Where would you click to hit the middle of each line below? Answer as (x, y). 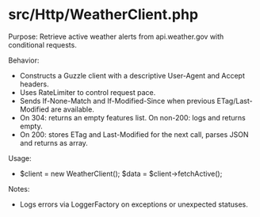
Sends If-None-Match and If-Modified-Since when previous (117, 101)
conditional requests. (42, 44)
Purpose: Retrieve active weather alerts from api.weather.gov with (116, 36)
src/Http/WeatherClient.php (103, 15)
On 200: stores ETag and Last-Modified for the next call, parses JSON (134, 134)
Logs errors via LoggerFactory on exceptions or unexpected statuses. (134, 204)
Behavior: (24, 60)
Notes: (19, 188)
